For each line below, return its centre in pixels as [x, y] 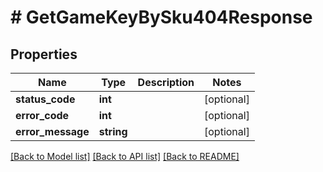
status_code [45, 99]
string [113, 131]
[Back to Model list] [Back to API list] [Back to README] [125, 156]
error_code [42, 115]
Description [166, 82]
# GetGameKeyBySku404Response [161, 17]
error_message [52, 131]
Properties [44, 54]
